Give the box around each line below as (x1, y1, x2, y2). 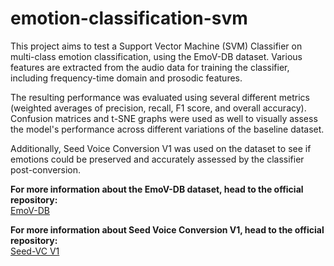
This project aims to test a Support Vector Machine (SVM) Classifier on (10, 40, 303, 52)
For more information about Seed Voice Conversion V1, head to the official (10, 223, 325, 236)
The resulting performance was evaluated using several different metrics (10, 91, 310, 103)
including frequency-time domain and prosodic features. (10, 72, 243, 84)
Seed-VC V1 (10, 245, 60, 257)
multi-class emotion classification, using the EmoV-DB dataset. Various (10, 50, 303, 62)
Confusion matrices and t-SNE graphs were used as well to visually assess (10, 112, 318, 124)
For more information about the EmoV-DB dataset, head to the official (10, 183, 304, 195)
